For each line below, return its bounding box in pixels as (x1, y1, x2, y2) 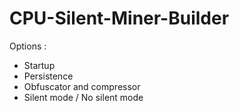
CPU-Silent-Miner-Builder (9, 7, 230, 30)
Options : (9, 40, 47, 52)
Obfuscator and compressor (23, 80, 141, 92)
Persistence (23, 70, 74, 82)
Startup (23, 59, 56, 71)
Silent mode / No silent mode (23, 91, 144, 103)
